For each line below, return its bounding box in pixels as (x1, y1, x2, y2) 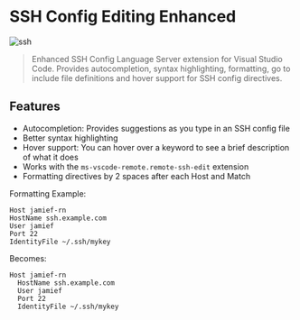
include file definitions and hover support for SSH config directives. (31, 72, 283, 83)
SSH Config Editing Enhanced (9, 6, 237, 27)
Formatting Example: (9, 187, 87, 199)
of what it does (22, 151, 79, 162)
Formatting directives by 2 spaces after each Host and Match (22, 170, 251, 181)
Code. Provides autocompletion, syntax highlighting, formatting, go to (31, 63, 291, 74)
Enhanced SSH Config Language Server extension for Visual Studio (31, 53, 283, 64)
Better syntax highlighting (22, 133, 119, 143)
